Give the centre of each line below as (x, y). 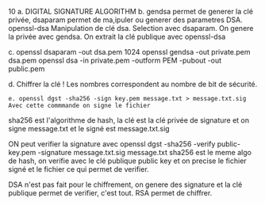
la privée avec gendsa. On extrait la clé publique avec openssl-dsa (117, 36)
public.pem (27, 69)
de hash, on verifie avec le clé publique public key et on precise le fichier (128, 161)
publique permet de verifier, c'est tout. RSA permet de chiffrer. (110, 193)
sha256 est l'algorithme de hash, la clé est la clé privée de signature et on (129, 120)
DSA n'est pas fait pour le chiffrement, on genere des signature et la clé (125, 184)
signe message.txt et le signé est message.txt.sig (89, 129)
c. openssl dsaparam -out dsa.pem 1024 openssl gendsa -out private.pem (130, 52)
